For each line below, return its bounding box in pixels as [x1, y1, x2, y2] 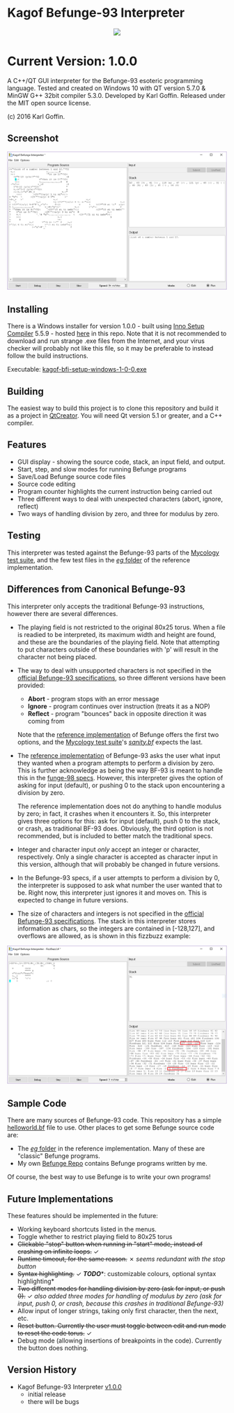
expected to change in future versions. [17, 895, 129, 904]
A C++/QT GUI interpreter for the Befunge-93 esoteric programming [7, 76, 203, 85]
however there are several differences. [7, 609, 118, 617]
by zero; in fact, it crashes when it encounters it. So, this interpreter [17, 809, 211, 818]
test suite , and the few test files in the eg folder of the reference [7, 555, 190, 564]
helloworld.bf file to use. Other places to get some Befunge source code [7, 1123, 214, 1132]
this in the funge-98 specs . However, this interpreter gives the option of [17, 773, 224, 782]
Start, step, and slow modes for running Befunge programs [17, 464, 187, 473]
